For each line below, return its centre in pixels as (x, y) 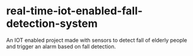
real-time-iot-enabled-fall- (74, 11)
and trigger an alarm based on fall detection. (61, 46)
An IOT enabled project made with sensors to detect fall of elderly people (97, 40)
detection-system (52, 24)
